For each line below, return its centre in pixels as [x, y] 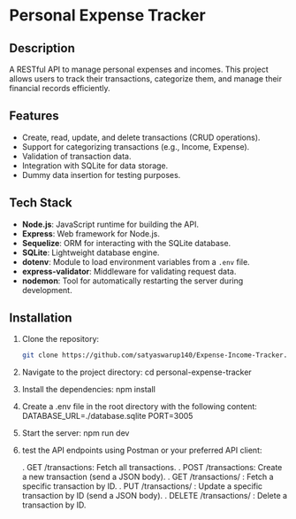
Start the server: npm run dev [76, 433]
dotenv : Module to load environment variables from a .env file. [136, 261]
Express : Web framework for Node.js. [91, 233]
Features [34, 116]
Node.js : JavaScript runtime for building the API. [110, 224]
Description [42, 48]
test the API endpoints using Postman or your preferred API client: [142, 450]
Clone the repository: [61, 339]
